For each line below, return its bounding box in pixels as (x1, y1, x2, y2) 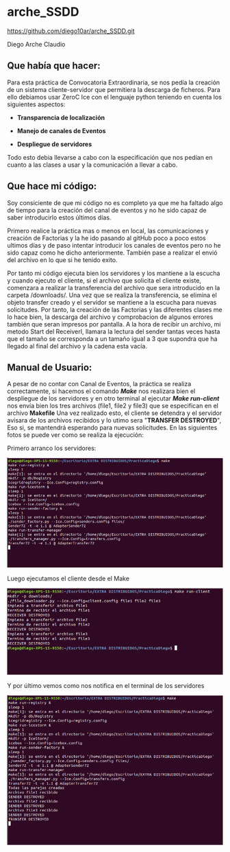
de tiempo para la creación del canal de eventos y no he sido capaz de (7, 206, 207, 214)
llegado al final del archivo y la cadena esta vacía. (7, 342, 147, 350)
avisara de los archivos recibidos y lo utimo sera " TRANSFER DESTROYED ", (7, 416, 221, 425)
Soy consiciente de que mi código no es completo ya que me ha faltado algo (7, 198, 223, 206)
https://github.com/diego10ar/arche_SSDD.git (7, 27, 135, 35)
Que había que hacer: (7, 60, 101, 72)
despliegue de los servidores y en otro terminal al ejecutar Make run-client (7, 394, 220, 403)
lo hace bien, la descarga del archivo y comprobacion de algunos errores (7, 313, 214, 321)
